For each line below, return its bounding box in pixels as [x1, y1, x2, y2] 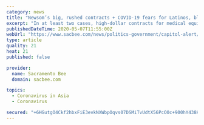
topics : [6, 87, 26, 93]
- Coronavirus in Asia [12, 93, 69, 99]
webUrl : [6, 32, 26, 38]
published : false [6, 54, 50, 60]
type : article [6, 37, 42, 43]
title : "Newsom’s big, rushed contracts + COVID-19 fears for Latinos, [6, 15, 191, 21]
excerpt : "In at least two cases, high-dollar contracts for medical [6, 20, 186, 26]
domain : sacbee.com [12, 76, 61, 83]
